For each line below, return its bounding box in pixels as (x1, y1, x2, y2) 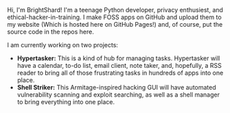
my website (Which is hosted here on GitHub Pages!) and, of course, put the (7, 21, 223, 28)
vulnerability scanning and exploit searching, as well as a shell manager (16, 90, 220, 99)
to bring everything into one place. (16, 98, 115, 105)
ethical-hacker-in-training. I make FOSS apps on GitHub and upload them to (7, 13, 222, 21)
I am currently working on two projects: (7, 41, 119, 49)
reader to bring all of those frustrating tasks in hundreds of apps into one (16, 68, 224, 77)
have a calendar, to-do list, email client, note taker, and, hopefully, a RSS (16, 62, 222, 69)
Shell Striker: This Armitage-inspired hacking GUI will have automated (16, 84, 216, 91)
